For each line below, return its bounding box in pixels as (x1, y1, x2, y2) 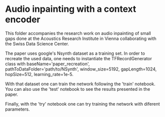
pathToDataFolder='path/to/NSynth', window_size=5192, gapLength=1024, (5, 66, 157, 72)
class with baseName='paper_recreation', (5, 61, 90, 67)
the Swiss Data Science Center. (5, 40, 69, 46)
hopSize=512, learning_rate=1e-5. (5, 71, 74, 77)
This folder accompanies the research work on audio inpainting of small (5, 30, 151, 36)
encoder (5, 14, 41, 25)
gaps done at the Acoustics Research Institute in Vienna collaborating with (5, 36, 157, 41)
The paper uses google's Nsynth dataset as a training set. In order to (5, 50, 145, 56)
